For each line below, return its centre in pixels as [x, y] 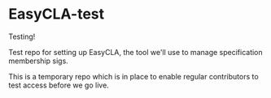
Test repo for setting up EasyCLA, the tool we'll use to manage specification [135, 52]
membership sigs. [39, 61]
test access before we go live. [59, 85]
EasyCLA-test [57, 14]
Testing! [22, 36]
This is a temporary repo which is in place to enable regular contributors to [133, 76]
